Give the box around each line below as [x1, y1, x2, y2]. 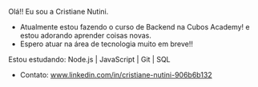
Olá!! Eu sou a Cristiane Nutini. [8, 7, 109, 16]
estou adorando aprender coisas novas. [19, 31, 152, 40]
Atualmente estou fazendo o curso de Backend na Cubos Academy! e [19, 22, 250, 31]
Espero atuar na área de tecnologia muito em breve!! [19, 39, 194, 49]
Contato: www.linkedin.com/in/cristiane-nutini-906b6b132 [19, 70, 212, 79]
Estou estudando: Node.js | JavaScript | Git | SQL [8, 55, 171, 64]
